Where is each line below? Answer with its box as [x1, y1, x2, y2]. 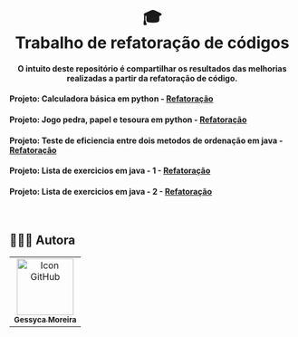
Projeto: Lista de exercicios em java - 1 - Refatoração [9, 165, 211, 177]
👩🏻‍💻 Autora [9, 232, 75, 247]
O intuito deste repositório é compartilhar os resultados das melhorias [17, 63, 287, 73]
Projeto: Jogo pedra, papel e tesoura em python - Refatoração [9, 114, 247, 125]
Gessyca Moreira [14, 314, 77, 325]
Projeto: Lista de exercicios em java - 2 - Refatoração [9, 186, 213, 197]
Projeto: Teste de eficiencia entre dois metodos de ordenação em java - [9, 135, 284, 146]
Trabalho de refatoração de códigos [14, 33, 290, 53]
